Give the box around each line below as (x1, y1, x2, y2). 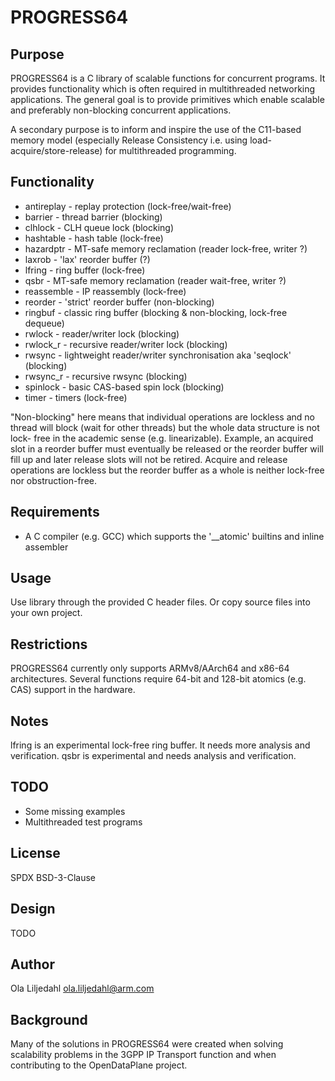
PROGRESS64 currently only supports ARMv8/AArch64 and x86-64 (10, 662, 290, 675)
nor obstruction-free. (10, 474, 98, 486)
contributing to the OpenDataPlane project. (10, 1059, 188, 1071)
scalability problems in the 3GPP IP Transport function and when (10, 1049, 277, 1061)
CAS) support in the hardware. (10, 684, 136, 696)
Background (10, 1011, 88, 1028)
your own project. (10, 607, 83, 619)
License (10, 845, 61, 862)
